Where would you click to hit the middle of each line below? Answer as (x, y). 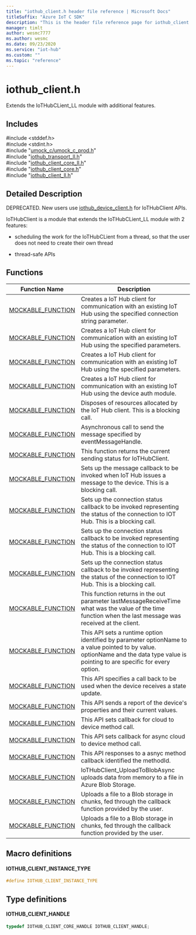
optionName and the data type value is (134, 654)
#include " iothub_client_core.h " (44, 169)
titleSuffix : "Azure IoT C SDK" (45, 17)
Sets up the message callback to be (130, 467)
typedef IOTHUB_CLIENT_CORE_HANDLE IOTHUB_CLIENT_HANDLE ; (78, 926)
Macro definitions (39, 854)
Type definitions (36, 899)
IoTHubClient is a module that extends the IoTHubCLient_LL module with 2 (95, 219)
